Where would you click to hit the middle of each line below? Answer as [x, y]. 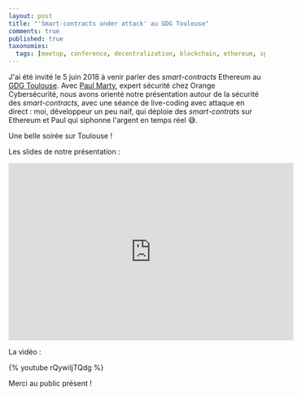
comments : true [34, 31]
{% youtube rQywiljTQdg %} [56, 368]
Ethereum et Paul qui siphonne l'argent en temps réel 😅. [103, 120]
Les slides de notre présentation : [64, 152]
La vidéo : [25, 352]
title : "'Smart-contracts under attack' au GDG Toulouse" [109, 24]
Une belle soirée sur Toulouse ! [60, 136]
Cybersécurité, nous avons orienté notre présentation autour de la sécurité [133, 94]
